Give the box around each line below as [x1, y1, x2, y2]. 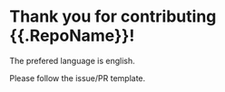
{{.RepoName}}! [9, 25, 135, 46]
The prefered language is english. [9, 55, 135, 66]
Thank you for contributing [9, 6, 217, 27]
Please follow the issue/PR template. [9, 72, 146, 83]
